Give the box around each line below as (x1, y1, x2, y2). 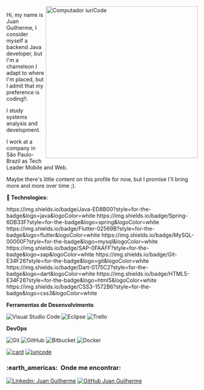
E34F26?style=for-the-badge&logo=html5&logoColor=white (6, 276, 157, 284)
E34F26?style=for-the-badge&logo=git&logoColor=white (6, 258, 149, 264)
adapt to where (6, 69, 44, 77)
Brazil (6, 157, 21, 165)
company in (6, 145, 36, 151)
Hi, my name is (6, 12, 44, 18)
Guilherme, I (6, 24, 37, 31)
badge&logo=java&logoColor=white (6, 212, 96, 219)
